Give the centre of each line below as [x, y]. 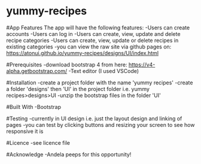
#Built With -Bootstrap [34, 107]
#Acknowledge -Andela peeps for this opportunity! [69, 154]
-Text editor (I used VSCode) [104, 71]
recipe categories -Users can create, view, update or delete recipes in [92, 40]
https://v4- [142, 65]
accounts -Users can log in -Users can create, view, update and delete [93, 34]
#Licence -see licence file [38, 142]
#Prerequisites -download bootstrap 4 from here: [67, 65]
